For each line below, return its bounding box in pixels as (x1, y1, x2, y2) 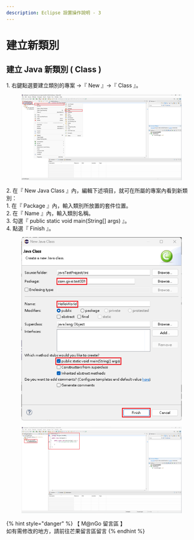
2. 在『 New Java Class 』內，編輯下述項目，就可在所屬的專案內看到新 (6, 187, 183, 194)
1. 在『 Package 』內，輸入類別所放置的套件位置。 (6, 202, 132, 209)
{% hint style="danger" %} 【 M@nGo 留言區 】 (6, 519, 126, 527)
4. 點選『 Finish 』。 (6, 225, 54, 232)
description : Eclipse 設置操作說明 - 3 (6, 10, 102, 16)
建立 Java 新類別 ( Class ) (6, 64, 102, 75)
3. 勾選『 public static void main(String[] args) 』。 (6, 217, 131, 225)
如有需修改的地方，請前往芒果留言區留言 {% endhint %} (6, 527, 145, 535)
